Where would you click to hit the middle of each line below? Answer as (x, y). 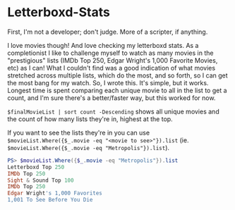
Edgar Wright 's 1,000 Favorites (55, 193)
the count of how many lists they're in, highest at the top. (90, 119)
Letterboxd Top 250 (36, 167)
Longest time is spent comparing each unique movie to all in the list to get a (117, 90)
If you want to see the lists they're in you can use (79, 132)
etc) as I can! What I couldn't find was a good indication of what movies (112, 68)
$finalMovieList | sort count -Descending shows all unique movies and (114, 111)
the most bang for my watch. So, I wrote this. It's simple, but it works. (108, 82)
